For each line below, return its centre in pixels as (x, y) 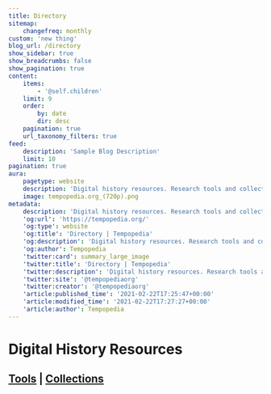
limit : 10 (40, 159)
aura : (17, 174)
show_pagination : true (46, 69)
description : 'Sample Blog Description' (92, 151)
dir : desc (54, 121)
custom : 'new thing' (43, 38)
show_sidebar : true (41, 53)
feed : (17, 144)
